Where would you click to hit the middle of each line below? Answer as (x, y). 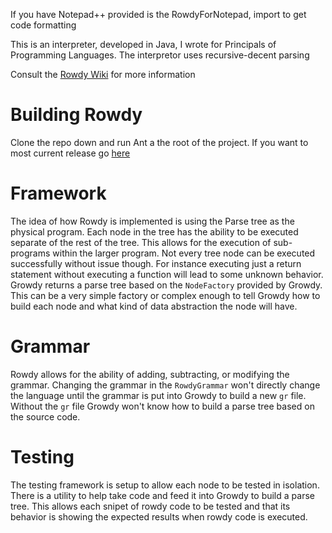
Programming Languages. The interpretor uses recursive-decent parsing (160, 55)
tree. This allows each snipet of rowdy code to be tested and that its (150, 506)
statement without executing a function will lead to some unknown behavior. (167, 274)
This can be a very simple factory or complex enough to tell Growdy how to (165, 295)
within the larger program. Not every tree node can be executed (184, 253)
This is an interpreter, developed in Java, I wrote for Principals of (143, 44)
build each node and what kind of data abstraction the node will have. (154, 306)
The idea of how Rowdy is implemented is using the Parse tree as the (152, 221)
